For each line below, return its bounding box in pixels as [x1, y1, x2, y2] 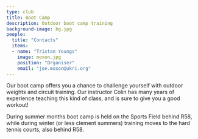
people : [6, 32, 26, 38]
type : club [6, 8, 34, 15]
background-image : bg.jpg [6, 25, 72, 32]
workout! [6, 101, 29, 109]
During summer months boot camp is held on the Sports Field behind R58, [6, 113, 193, 120]
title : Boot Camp [6, 15, 51, 21]
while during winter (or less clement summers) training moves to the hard [6, 120, 191, 127]
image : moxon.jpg [17, 54, 62, 60]
